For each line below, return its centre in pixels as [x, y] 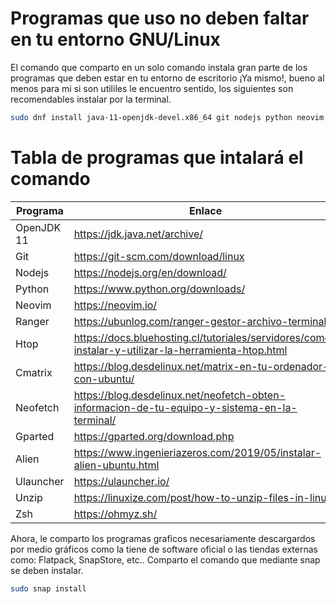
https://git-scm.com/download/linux [159, 256]
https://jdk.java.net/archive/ [138, 234]
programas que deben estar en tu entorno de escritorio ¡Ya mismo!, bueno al [167, 78]
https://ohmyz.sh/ [115, 514]
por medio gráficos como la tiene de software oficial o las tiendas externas [164, 549]
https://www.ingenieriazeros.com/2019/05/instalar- [197, 452]
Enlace [205, 210]
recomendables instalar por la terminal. [91, 99]
